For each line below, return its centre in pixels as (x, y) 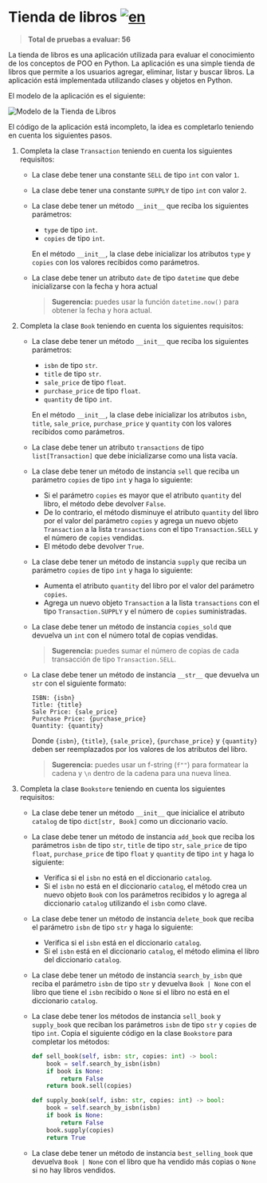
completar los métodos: (71, 1041)
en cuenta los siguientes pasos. (60, 135)
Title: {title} (57, 705)
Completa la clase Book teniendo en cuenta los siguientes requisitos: (132, 326)
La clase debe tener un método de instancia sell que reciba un (135, 471)
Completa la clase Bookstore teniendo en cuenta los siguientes (122, 789)
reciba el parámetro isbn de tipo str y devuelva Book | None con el (141, 983)
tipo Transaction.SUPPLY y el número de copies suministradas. (145, 611)
